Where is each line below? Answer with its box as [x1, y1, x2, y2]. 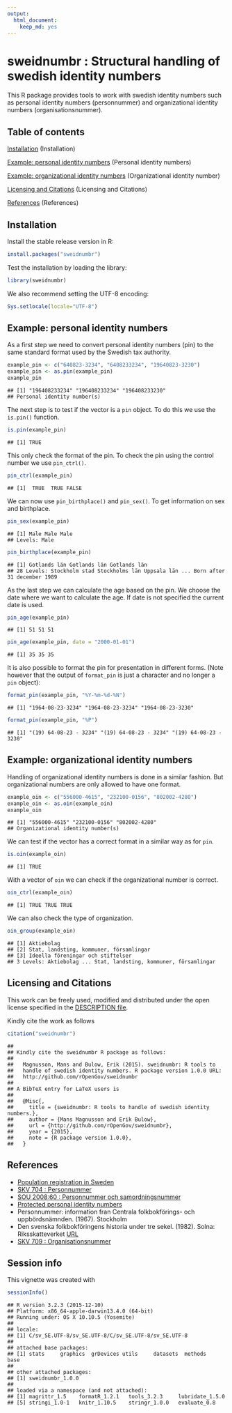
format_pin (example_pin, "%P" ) [7, 717, 98, 724]
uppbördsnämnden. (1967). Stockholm [17, 1214, 127, 1223]
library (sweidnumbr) [7, 277, 67, 284]
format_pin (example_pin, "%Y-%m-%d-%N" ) [7, 692, 126, 699]
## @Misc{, [7, 1097, 45, 1105]
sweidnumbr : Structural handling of [7, 53, 221, 69]
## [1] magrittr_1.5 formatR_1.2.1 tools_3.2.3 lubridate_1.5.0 [7, 1393, 226, 1400]
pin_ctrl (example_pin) [7, 472, 73, 479]
